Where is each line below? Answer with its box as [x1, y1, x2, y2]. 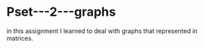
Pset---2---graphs [6, 4, 116, 20]
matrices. [6, 34, 34, 42]
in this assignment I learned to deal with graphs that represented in [6, 27, 198, 35]
